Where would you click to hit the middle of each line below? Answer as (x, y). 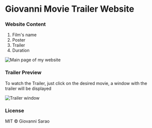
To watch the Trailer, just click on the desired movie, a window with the (76, 83)
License (15, 110)
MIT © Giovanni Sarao (27, 121)
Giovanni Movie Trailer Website (70, 9)
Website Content (26, 24)
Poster (19, 40)
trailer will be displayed (28, 88)
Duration (21, 50)
